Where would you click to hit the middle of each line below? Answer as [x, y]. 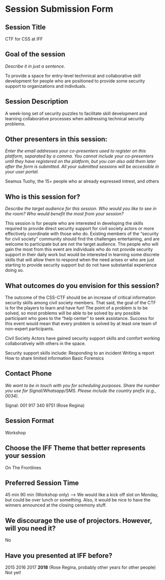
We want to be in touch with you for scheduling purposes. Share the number [82, 385]
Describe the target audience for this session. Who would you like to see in [81, 209]
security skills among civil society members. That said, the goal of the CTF [81, 303]
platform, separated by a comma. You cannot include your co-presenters [79, 156]
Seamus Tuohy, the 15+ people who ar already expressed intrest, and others [82, 181]
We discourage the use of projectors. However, [79, 520]
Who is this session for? [42, 197]
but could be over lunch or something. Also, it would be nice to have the [78, 500]
